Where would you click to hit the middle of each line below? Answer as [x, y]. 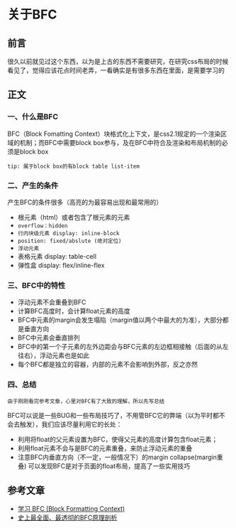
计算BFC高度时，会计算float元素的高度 [74, 311]
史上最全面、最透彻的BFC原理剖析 [67, 518]
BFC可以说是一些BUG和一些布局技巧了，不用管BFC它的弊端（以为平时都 [113, 415]
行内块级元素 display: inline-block [68, 233]
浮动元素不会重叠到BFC [52, 302]
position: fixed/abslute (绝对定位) [69, 241]
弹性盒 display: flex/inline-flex [61, 265]
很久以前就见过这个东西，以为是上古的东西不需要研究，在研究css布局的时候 [118, 61]
